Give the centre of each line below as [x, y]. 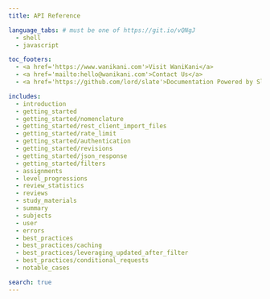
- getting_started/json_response [72, 156]
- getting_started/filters [61, 164]
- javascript [37, 45]
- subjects [34, 216]
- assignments [39, 171]
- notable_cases [43, 268]
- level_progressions [52, 178]
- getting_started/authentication [73, 141]
